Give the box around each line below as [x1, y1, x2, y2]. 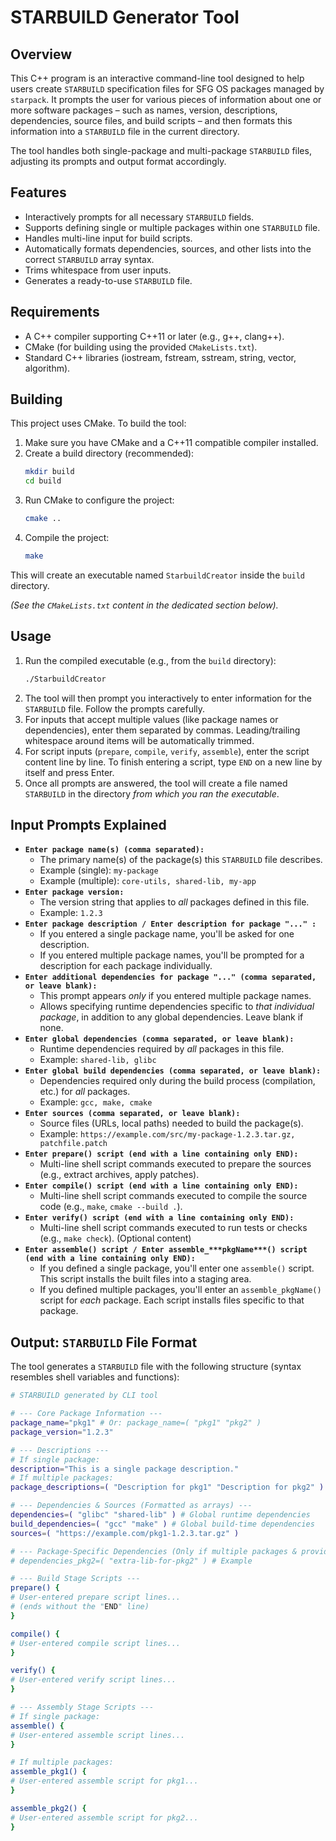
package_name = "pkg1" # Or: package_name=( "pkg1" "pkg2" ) [10, 1418, 262, 1428]
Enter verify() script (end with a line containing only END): [24, 1213, 295, 1223]
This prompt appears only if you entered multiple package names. [39, 990, 312, 1002]
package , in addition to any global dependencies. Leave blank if [39, 1011, 304, 1023]
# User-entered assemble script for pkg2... [10, 1812, 199, 1823]
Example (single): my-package [39, 864, 159, 876]
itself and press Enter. [24, 766, 115, 778]
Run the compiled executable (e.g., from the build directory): [24, 654, 277, 666]
